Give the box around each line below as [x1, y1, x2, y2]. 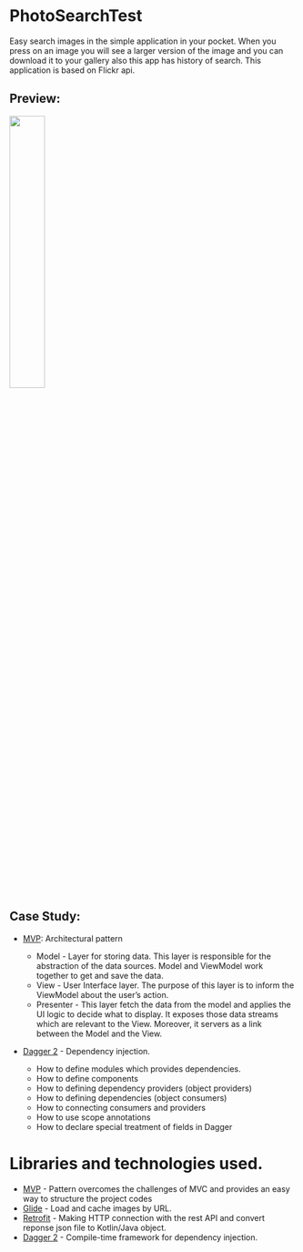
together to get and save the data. [35, 970, 164, 981]
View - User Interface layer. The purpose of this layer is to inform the [35, 980, 295, 991]
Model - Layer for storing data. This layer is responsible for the [35, 951, 271, 962]
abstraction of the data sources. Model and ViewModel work [35, 960, 264, 971]
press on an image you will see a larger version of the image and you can [9, 45, 284, 56]
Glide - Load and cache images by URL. [22, 1203, 172, 1214]
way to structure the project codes [22, 1193, 153, 1204]
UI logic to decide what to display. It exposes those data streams [35, 1008, 279, 1020]
